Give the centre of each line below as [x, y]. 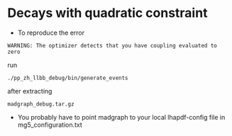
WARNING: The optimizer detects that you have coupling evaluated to [112, 45]
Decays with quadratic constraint [107, 13]
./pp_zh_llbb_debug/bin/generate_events [68, 78]
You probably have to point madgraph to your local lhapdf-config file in [121, 117]
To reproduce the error [51, 33]
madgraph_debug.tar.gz [41, 104]
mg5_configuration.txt [50, 125]
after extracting [30, 91]
